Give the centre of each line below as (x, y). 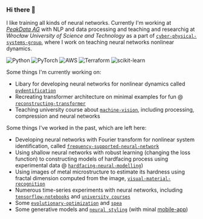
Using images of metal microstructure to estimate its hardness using (100, 172)
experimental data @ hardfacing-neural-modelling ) (79, 166)
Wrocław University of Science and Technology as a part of (81, 36)
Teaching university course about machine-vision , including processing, (105, 110)
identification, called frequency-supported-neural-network (87, 146)
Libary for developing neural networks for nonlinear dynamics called (100, 84)
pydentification (35, 91)
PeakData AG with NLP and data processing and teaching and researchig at (101, 29)
